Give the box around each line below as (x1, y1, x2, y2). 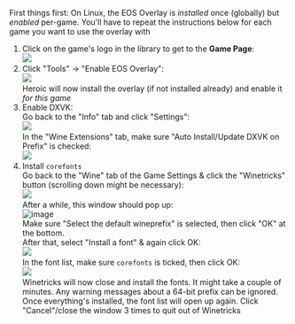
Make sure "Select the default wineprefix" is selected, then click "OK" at (21, 219, 286, 228)
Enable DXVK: (21, 102, 74, 112)
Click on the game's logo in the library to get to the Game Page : (21, 43, 255, 54)
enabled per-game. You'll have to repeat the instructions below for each (9, 17, 272, 27)
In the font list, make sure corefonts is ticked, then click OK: (21, 257, 241, 267)
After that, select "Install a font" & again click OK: (21, 237, 201, 247)
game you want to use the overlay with (9, 27, 151, 36)
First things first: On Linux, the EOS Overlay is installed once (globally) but (9, 8, 280, 18)
